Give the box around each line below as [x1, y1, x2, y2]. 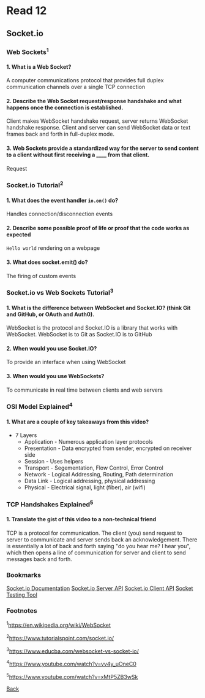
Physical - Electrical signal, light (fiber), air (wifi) [24, 484, 146, 491]
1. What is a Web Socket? [6, 63, 72, 71]
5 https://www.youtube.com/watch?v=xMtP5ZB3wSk [6, 672, 138, 680]
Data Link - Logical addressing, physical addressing [24, 477, 155, 485]
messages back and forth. [6, 555, 72, 562]
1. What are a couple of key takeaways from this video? [6, 418, 149, 425]
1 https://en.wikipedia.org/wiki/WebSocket [6, 621, 111, 629]
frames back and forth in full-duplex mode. [6, 130, 115, 138]
